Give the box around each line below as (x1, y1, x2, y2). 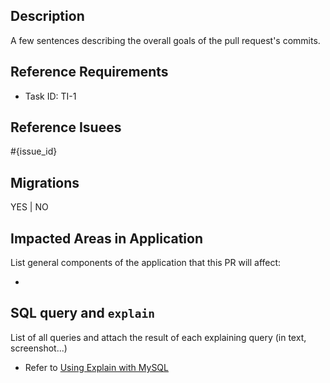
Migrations (10, 174, 80, 191)
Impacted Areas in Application (10, 230, 203, 247)
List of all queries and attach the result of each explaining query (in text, (10, 331, 307, 343)
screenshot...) (10, 342, 68, 354)
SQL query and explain (10, 305, 155, 322)
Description (10, 8, 85, 25)
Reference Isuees (10, 119, 122, 136)
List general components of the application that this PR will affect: (10, 257, 282, 269)
